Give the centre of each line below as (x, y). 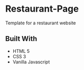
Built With (21, 39)
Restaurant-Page (42, 9)
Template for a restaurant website (41, 23)
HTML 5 (21, 51)
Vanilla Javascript (31, 62)
